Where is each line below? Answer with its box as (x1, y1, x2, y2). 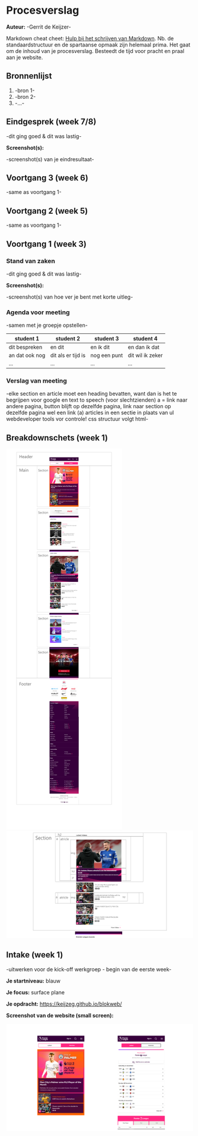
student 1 (14, 334, 40, 342)
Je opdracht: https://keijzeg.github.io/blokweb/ (6, 1000, 123, 1007)
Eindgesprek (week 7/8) (6, 117, 97, 127)
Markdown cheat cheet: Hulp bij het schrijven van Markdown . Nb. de (6, 35, 174, 42)
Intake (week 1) (6, 950, 63, 960)
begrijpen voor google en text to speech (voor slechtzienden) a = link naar (6, 396, 188, 403)
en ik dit (90, 343, 110, 350)
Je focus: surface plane (6, 988, 65, 996)
